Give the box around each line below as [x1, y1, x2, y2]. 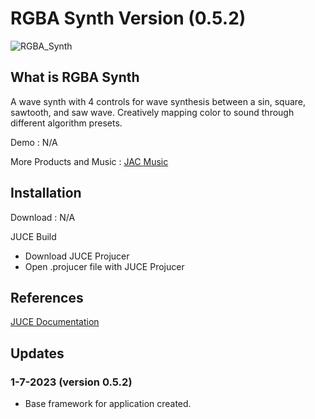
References [10, 289, 84, 306]
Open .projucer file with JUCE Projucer [24, 260, 185, 272]
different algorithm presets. [10, 117, 123, 129]
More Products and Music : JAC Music [10, 155, 169, 167]
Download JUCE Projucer [24, 250, 130, 262]
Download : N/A [10, 211, 76, 223]
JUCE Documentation [10, 316, 100, 328]
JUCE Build [10, 230, 57, 242]
